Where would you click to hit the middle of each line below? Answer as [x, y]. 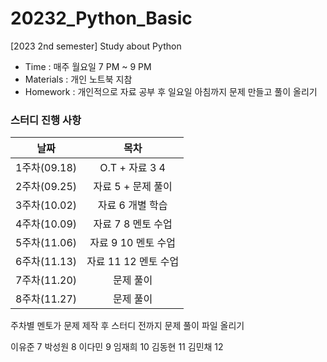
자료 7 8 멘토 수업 [133, 224]
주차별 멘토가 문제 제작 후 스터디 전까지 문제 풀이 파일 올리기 [127, 326]
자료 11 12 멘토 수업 [133, 262]
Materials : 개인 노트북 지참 [78, 79]
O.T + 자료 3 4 [132, 168]
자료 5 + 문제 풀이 [133, 187]
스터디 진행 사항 [46, 120]
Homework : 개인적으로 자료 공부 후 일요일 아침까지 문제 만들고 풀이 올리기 [171, 91]
